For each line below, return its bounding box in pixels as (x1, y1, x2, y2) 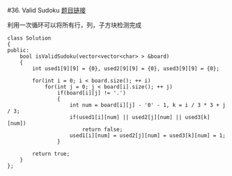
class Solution (7, 35, 52, 42)
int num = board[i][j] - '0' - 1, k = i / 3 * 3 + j (69, 102, 226, 109)
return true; (32, 150, 70, 157)
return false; (82, 126, 123, 133)
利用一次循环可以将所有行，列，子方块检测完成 (7, 21, 141, 29)
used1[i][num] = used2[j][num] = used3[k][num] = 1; (69, 132, 226, 139)
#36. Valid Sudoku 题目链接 (7, 6, 86, 14)
